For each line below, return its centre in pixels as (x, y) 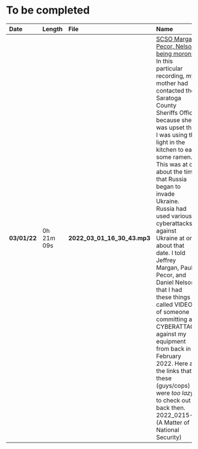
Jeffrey (166, 260)
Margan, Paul (174, 267)
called (164, 304)
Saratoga (169, 98)
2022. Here (172, 363)
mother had (172, 83)
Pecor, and (171, 275)
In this (164, 61)
